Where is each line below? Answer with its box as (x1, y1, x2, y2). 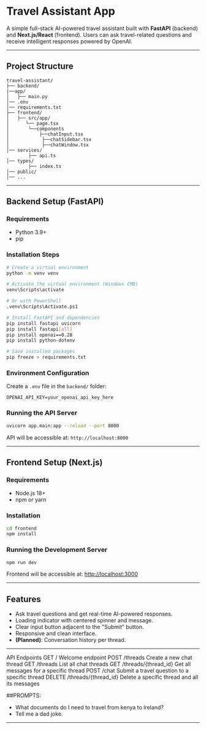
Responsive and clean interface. (15, 630, 97, 637)
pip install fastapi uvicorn (6, 320, 81, 326)
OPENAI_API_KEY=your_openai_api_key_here (6, 394, 114, 401)
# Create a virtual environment (6, 264, 89, 270)
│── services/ (6, 147, 43, 153)
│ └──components (6, 126, 64, 132)
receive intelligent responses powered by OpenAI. (6, 37, 133, 45)
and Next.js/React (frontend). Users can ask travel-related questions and (6, 31, 192, 38)
